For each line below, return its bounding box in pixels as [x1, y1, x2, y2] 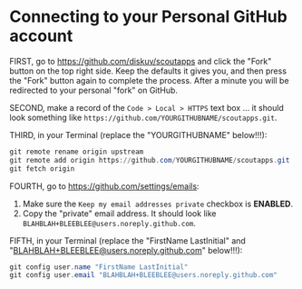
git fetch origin [9, 164, 75, 174]
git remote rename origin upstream [9, 147, 144, 156]
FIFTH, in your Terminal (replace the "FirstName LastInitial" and [9, 234, 247, 246]
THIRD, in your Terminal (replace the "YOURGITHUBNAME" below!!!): [9, 129, 268, 140]
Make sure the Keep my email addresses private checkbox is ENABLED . [22, 198, 293, 209]
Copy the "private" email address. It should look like [22, 207, 217, 219]
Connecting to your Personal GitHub [9, 6, 287, 27]
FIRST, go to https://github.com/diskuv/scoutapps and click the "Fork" [9, 55, 272, 66]
